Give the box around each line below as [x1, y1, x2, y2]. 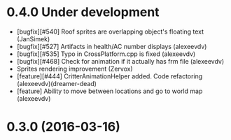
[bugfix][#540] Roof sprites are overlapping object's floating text [16, 27, 204, 36]
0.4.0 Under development [6, 4, 160, 20]
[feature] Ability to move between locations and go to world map [16, 87, 203, 95]
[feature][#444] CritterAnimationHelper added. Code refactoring [16, 71, 203, 80]
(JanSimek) [16, 34, 50, 43]
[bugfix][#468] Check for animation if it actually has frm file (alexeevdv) [16, 57, 225, 65]
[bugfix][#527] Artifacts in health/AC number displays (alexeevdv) [16, 42, 207, 50]
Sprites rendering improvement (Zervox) [16, 64, 134, 73]
